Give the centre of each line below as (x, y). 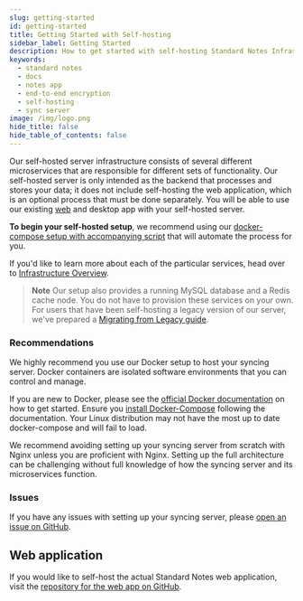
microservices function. (53, 474)
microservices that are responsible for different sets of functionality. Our (143, 170)
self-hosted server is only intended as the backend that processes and (141, 180)
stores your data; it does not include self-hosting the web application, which (151, 190)
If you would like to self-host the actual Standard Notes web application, (143, 577)
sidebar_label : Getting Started (70, 43)
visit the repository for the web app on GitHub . (96, 587)
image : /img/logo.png (50, 118)
